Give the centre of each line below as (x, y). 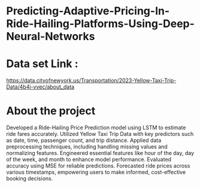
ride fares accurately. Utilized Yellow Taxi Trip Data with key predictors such (100, 134)
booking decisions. (30, 178)
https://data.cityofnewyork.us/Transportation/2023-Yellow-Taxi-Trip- (91, 81)
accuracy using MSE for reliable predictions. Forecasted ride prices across (98, 166)
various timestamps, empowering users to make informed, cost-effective (96, 172)
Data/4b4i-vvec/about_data (40, 87)
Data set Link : (43, 64)
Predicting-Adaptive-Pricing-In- (88, 11)
